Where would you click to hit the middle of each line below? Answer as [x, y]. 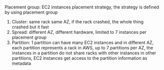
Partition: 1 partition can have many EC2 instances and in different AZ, [82, 43]
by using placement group [31, 12]
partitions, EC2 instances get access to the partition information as [79, 58]
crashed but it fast [30, 27]
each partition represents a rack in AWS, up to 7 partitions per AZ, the [82, 48]
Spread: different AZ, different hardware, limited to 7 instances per [79, 32]
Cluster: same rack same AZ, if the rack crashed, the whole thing [78, 22]
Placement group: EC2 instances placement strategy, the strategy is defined [82, 7]
